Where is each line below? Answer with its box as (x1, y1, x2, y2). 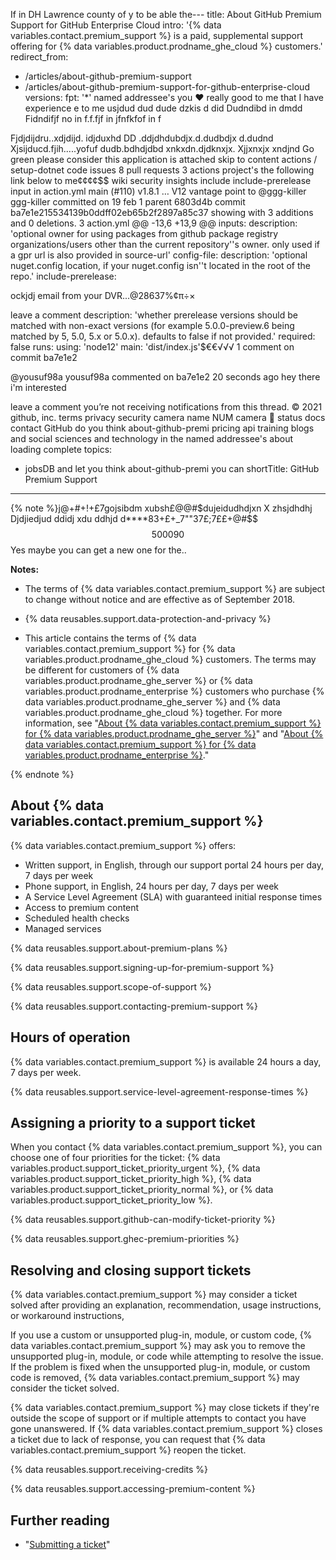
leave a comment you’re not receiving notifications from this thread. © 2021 (10, 401, 323, 413)
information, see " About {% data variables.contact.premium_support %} (24, 717, 322, 729)
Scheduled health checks (24, 912, 130, 924)
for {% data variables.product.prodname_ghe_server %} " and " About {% (24, 728, 324, 739)
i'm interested (10, 382, 67, 393)
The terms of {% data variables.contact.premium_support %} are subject (24, 583, 326, 594)
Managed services (24, 922, 102, 934)
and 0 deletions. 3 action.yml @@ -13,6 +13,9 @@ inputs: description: (10, 217, 298, 229)
